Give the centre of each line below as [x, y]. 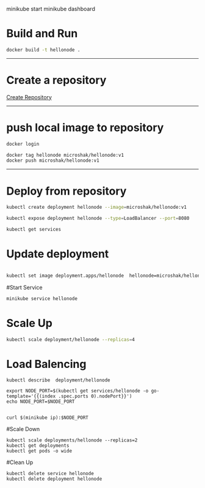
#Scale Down [23, 429]
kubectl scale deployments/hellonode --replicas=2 [72, 440]
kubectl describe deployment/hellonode [59, 380]
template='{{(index [31, 396]
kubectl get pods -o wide [39, 451]
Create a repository [56, 80]
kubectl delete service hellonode [50, 474]
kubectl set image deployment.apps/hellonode [65, 276]
